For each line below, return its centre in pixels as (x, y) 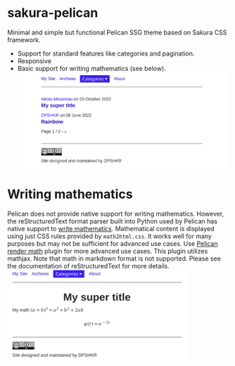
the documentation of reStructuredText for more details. (89, 266)
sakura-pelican (53, 13)
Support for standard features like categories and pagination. (106, 53)
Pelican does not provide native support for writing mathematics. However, (116, 214)
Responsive (34, 60)
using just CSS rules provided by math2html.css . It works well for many (110, 236)
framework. (24, 39)
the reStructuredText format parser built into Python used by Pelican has (113, 221)
